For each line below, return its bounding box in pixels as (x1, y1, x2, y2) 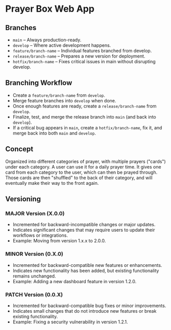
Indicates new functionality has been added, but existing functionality (12, 267, 159, 273)
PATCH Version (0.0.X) (5, 291, 63, 298)
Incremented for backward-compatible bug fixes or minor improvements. (12, 302, 166, 309)
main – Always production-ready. (12, 37, 82, 43)
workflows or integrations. (12, 232, 68, 238)
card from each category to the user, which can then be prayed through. (5, 169, 158, 175)
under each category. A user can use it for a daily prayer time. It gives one (5, 163, 162, 170)
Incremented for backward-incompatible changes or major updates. (12, 222, 156, 228)
